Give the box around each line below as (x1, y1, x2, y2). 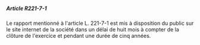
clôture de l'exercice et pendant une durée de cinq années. (6, 32, 151, 39)
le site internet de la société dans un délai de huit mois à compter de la (6, 25, 180, 33)
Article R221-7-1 (6, 5, 47, 12)
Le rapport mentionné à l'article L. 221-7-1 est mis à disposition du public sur (6, 20, 194, 27)
